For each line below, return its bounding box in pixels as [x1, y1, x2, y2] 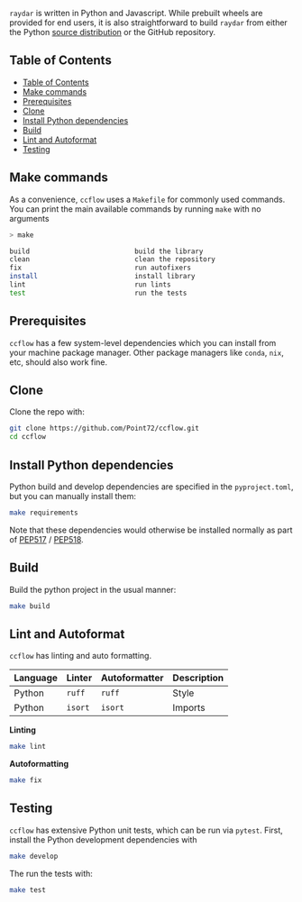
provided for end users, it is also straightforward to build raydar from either [9, 17, 288, 28]
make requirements [9, 508, 78, 517]
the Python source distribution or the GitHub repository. [9, 27, 216, 37]
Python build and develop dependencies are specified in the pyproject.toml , [9, 481, 294, 492]
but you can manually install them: [9, 490, 137, 501]
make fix [9, 776, 42, 785]
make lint [9, 743, 47, 752]
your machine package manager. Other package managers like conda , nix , [9, 347, 284, 358]
